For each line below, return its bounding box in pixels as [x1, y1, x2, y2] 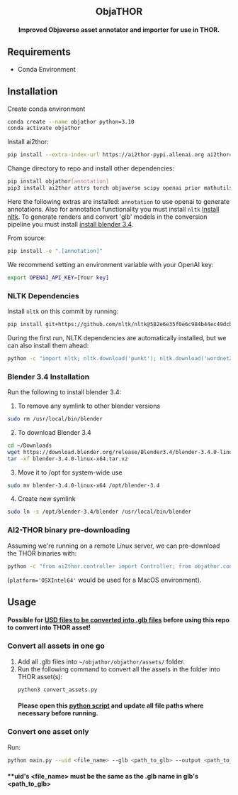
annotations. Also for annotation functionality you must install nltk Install [7, 205, 220, 213]
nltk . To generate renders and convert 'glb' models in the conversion [7, 212, 208, 221]
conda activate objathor [7, 124, 81, 132]
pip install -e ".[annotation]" [7, 247, 103, 254]
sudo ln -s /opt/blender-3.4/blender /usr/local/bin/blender [7, 508, 192, 516]
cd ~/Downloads [7, 442, 52, 449]
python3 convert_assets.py [17, 686, 98, 693]
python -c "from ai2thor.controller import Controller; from [7, 563, 192, 570]
